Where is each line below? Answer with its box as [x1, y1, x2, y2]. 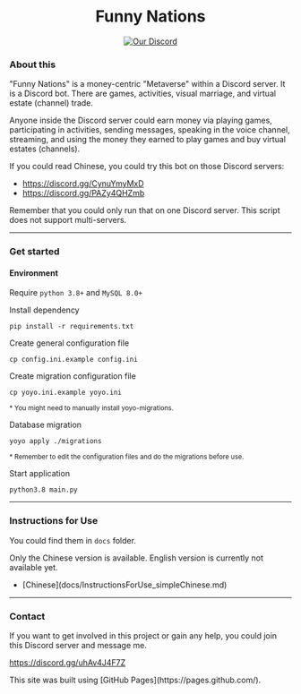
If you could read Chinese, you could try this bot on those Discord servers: [9, 161, 285, 172]
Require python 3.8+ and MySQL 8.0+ [9, 287, 143, 298]
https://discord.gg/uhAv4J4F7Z [9, 656, 126, 668]
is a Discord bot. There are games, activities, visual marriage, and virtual [9, 88, 276, 99]
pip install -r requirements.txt [9, 322, 134, 331]
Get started [9, 245, 60, 258]
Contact [9, 610, 46, 622]
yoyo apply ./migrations [9, 437, 102, 446]
